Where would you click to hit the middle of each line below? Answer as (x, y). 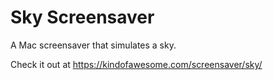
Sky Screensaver (82, 17)
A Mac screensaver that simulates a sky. (93, 45)
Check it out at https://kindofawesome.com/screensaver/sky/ (136, 64)
